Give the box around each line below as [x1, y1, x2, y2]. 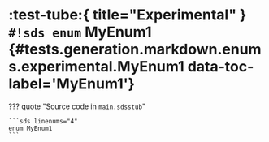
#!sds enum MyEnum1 [8, 23, 152, 41]
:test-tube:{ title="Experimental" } [8, 6, 247, 24]
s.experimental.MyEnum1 [8, 58, 184, 76]
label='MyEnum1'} [8, 75, 136, 93]
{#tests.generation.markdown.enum [8, 41, 262, 58]
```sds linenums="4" [8, 117, 79, 125]
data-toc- [187, 58, 254, 76]
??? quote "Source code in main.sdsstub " [8, 101, 146, 111]
